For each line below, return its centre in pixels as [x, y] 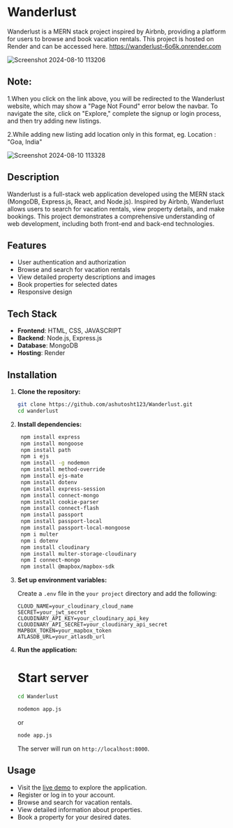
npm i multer [39, 534]
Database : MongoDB [48, 345]
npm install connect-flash [60, 509]
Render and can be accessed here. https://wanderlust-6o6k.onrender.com [114, 46]
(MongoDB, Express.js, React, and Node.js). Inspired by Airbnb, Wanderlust [116, 201]
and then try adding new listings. [54, 121]
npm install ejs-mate [52, 476]
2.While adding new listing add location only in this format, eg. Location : [112, 134]
